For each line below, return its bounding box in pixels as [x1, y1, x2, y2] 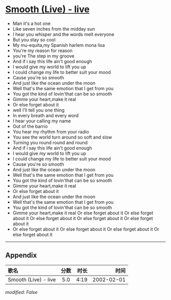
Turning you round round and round [12, 139, 88, 146]
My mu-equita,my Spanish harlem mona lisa [12, 42, 105, 48]
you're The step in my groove [12, 52, 75, 59]
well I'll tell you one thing [12, 107, 65, 113]
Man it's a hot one [12, 20, 51, 26]
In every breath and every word [12, 112, 79, 118]
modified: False [5, 289, 38, 295]
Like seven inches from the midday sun [12, 25, 95, 32]
